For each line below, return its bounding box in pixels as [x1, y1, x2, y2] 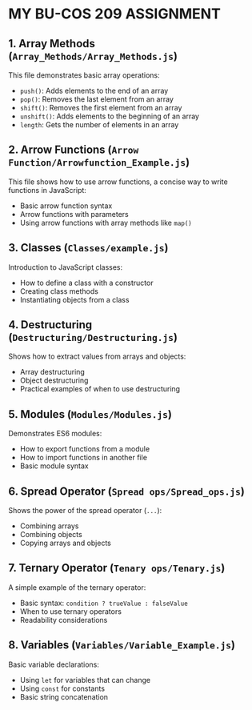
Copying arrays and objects [19, 538, 112, 548]
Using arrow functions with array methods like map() [19, 218, 192, 227]
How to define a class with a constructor [19, 278, 154, 287]
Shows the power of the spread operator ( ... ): [8, 506, 162, 515]
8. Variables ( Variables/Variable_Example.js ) [8, 638, 236, 652]
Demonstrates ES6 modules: [8, 429, 102, 439]
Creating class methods [19, 286, 98, 296]
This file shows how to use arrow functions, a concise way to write [8, 177, 228, 187]
